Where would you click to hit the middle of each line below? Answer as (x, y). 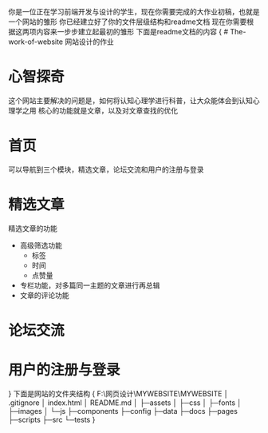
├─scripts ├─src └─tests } (52, 419)
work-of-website (36, 42)
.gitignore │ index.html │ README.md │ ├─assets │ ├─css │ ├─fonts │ (125, 403)
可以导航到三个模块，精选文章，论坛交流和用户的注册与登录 (106, 169)
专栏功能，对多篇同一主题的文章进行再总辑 (90, 285)
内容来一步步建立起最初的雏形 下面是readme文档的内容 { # (132, 32)
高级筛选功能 (41, 245)
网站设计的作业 (89, 42)
